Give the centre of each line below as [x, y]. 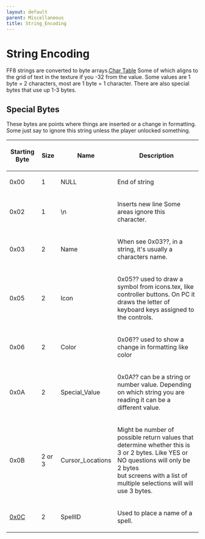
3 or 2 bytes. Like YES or [152, 453]
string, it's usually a [145, 250]
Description [156, 155]
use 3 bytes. [135, 491]
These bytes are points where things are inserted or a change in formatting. [101, 124]
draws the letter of [143, 302]
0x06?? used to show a [150, 340]
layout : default [27, 12]
